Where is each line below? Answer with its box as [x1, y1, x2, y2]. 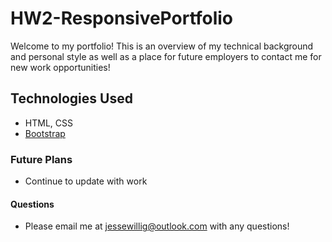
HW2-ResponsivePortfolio [10, 7, 234, 30]
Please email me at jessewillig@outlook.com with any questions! [24, 220, 290, 232]
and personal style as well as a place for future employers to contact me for [10, 50, 322, 62]
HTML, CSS [24, 117, 73, 129]
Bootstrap [24, 127, 66, 139]
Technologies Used [10, 90, 133, 107]
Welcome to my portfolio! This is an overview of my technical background [10, 40, 314, 52]
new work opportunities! [10, 61, 111, 73]
